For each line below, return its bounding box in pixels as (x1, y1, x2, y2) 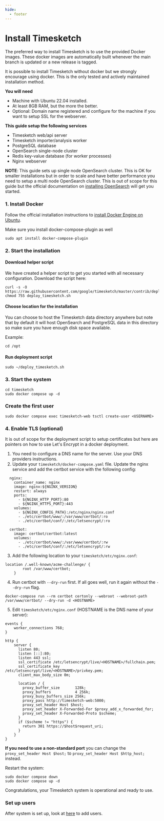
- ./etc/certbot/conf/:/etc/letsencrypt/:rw (18, 544, 110, 549)
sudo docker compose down (5, 775, 58, 780)
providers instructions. (12, 456, 58, 462)
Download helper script (5, 259, 54, 265)
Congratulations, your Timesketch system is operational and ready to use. (5, 787, 154, 793)
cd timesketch (5, 387, 34, 392)
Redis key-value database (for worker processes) (12, 153, 112, 159)
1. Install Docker (5, 201, 44, 207)
